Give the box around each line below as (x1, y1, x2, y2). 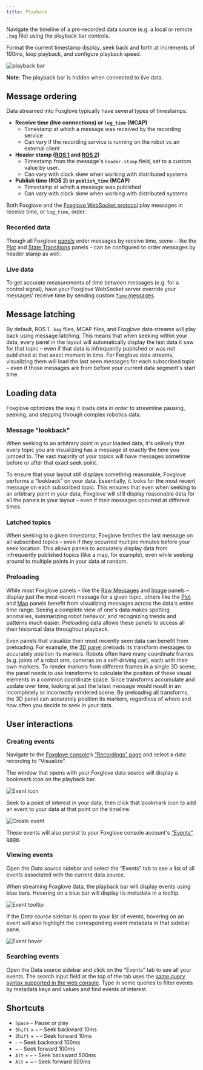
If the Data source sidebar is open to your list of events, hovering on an (6, 912, 184, 920)
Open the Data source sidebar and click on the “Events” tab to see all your (6, 966, 192, 974)
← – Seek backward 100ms (15, 1038, 81, 1046)
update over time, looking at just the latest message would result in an (6, 682, 181, 689)
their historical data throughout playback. (6, 625, 109, 633)
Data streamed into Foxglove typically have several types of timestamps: (6, 107, 188, 115)
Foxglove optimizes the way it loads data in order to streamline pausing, (6, 404, 185, 411)
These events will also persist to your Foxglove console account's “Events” (6, 829, 193, 836)
